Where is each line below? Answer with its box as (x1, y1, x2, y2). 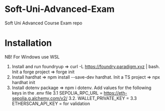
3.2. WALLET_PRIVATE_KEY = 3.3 (68, 95, 137, 101)
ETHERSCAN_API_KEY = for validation (11, 101, 90, 107)
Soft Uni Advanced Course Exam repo (4, 20, 82, 26)
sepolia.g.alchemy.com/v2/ (11, 95, 68, 101)
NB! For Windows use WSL (4, 54, 60, 60)
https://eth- (103, 90, 127, 96)
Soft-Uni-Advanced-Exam (4, 3, 115, 15)
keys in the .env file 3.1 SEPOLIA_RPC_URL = (11, 90, 103, 96)
